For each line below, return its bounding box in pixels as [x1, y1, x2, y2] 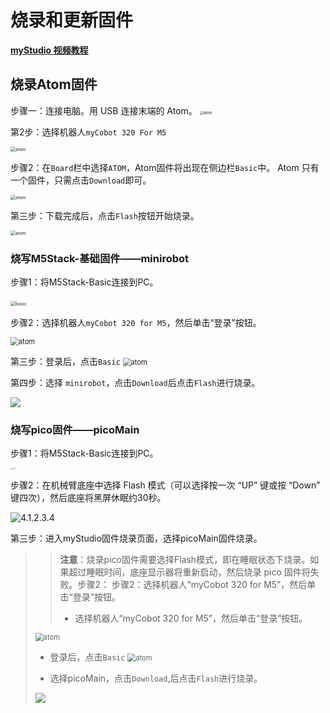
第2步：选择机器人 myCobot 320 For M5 [10, 126, 167, 138]
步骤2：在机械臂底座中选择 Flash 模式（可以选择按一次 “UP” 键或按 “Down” [10, 479, 321, 491]
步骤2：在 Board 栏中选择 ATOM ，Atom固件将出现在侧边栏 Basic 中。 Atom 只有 [10, 161, 320, 173]
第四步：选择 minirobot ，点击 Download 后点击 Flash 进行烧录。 [10, 377, 261, 389]
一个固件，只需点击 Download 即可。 [10, 174, 152, 186]
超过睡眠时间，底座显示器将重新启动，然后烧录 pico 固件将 [68, 566, 311, 578]
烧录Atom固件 [10, 76, 98, 93]
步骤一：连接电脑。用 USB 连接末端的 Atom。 [10, 104, 198, 116]
